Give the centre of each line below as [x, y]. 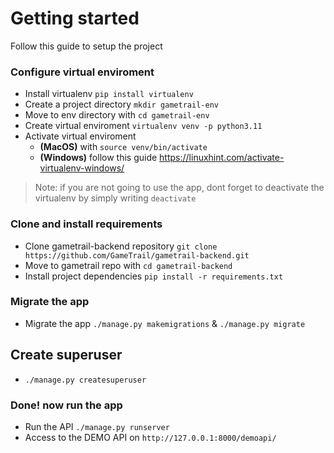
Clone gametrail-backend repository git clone [121, 246]
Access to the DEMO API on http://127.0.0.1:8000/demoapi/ [150, 437]
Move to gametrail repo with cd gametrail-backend [128, 265]
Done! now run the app [66, 405]
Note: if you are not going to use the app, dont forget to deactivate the [179, 188]
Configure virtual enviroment [82, 72]
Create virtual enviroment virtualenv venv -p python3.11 [143, 126]
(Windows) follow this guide [98, 158]
